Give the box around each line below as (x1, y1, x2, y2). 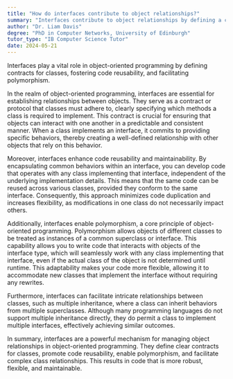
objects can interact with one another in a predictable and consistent (7, 119, 204, 127)
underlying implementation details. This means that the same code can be (7, 177, 219, 184)
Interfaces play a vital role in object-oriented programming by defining (7, 62, 208, 69)
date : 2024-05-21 (7, 42, 58, 49)
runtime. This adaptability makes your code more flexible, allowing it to (7, 264, 209, 272)
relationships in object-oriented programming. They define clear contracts (7, 342, 219, 350)
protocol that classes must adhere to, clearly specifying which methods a (7, 105, 217, 112)
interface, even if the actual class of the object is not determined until (7, 256, 206, 264)
